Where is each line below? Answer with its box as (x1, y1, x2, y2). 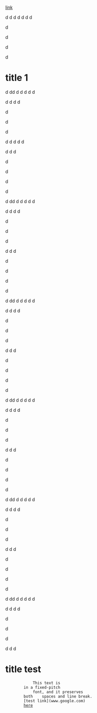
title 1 (5, 72, 29, 84)
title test (5, 664, 41, 675)
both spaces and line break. (23, 694, 93, 699)
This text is (32, 680, 60, 685)
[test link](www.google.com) (23, 698, 86, 703)
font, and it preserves (32, 689, 83, 695)
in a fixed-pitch (23, 685, 60, 690)
